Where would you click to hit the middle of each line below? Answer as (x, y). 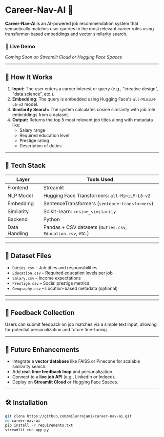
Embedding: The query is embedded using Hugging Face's (72, 99)
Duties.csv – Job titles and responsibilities (55, 267)
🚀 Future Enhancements (42, 349)
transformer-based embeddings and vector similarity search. (66, 34)
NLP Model (20, 196)
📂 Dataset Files (28, 256)
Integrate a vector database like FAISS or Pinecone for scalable (76, 361)
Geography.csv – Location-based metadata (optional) (65, 288)
